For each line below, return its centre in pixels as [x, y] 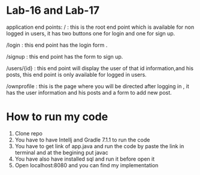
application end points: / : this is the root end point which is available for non [100, 27]
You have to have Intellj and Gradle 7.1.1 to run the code [82, 140]
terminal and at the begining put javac [62, 152]
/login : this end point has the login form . [57, 45]
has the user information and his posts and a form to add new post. [89, 92]
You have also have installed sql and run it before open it [85, 159]
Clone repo [29, 133]
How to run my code [57, 117]
